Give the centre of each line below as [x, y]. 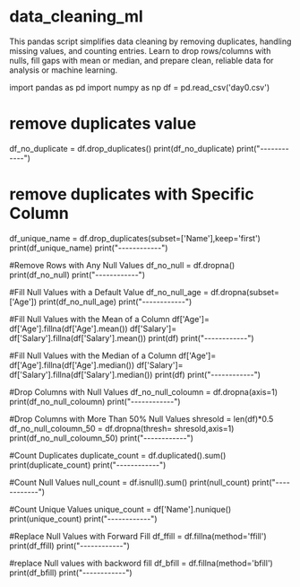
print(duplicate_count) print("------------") [88, 465]
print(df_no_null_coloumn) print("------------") [95, 401]
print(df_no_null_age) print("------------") [116, 302]
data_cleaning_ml [76, 17]
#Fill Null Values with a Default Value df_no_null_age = [109, 292]
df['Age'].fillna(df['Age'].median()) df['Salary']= [96, 364]
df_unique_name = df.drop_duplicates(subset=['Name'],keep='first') [135, 238]
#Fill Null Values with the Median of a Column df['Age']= [113, 355]
